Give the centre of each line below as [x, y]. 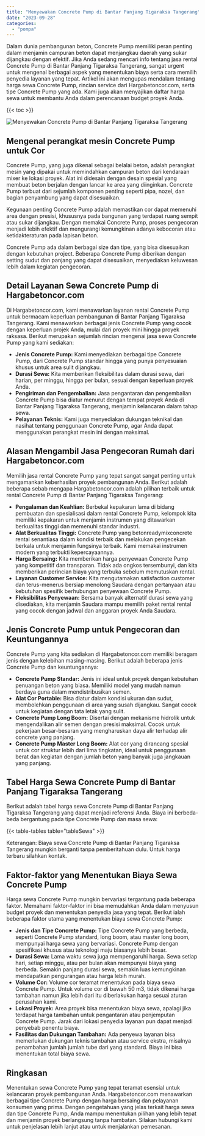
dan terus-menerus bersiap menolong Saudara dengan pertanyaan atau [106, 584]
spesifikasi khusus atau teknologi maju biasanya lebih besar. [91, 950]
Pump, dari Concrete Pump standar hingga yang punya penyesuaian [101, 361]
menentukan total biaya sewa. [53, 1054]
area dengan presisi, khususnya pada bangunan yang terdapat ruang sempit [102, 216]
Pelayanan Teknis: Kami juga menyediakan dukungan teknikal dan [99, 419]
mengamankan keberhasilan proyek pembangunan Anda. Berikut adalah [97, 482]
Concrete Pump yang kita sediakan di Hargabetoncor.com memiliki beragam [102, 654]
